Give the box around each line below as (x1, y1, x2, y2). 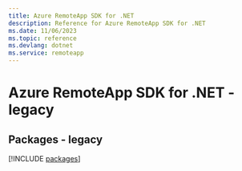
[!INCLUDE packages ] (8, 154, 81, 163)
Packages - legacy (8, 132, 103, 146)
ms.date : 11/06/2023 (8, 26, 78, 35)
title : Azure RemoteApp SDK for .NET (8, 11, 135, 20)
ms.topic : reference (8, 34, 78, 43)
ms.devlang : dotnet (8, 42, 74, 50)
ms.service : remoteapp (8, 49, 84, 57)
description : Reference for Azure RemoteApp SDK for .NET (8, 19, 206, 27)
